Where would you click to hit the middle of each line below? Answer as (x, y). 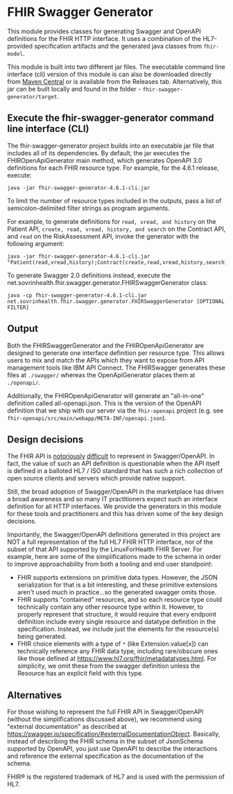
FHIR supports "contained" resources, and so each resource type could (119, 600)
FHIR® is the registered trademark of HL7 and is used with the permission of (116, 777)
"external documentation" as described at (67, 727)
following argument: (36, 243)
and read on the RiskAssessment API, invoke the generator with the (103, 236)
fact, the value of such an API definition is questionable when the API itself (114, 464)
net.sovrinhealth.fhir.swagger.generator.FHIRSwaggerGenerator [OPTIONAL (116, 301)
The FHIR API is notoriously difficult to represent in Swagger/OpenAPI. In (111, 456)
